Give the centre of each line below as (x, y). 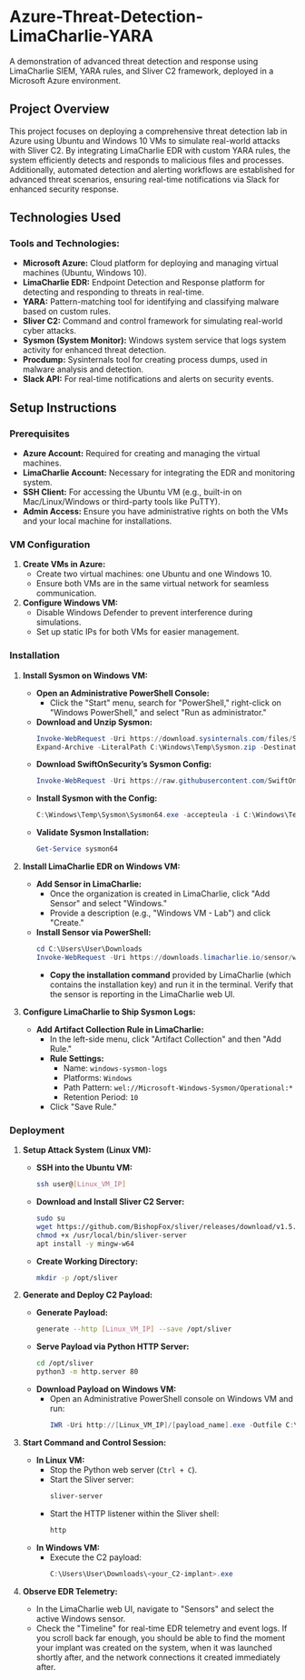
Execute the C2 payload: (96, 1557)
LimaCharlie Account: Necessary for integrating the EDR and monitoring (158, 473)
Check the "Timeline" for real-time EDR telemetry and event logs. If (162, 1628)
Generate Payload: (72, 1313)
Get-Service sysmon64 (77, 849)
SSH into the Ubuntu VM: (84, 1168)
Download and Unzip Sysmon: (94, 722)
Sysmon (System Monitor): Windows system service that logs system (154, 340)
